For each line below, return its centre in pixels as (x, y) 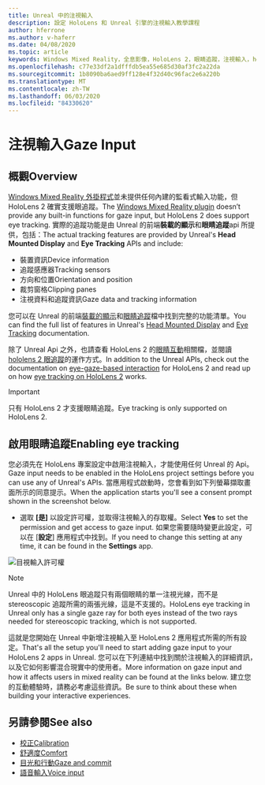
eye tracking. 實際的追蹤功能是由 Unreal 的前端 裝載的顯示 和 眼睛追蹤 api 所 (128, 225)
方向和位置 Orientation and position (76, 280)
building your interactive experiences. (69, 695)
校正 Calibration (44, 742)
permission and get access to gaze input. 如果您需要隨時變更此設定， (132, 527)
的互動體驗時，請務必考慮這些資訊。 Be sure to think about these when (123, 686)
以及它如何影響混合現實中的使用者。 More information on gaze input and (125, 667)
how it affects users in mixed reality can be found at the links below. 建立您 (130, 677)
